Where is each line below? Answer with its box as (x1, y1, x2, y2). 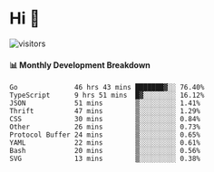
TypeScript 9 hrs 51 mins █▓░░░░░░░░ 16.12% (9, 91, 205, 100)
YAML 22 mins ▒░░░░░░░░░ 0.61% (9, 139, 201, 148)
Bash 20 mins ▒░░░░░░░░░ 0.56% (9, 147, 201, 156)
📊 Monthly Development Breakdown (9, 59, 151, 71)
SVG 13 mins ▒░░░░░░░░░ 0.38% (9, 154, 201, 164)
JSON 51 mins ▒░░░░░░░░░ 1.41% (9, 99, 201, 108)
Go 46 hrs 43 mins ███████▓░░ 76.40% (9, 83, 205, 92)
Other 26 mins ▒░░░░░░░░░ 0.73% (9, 122, 201, 132)
